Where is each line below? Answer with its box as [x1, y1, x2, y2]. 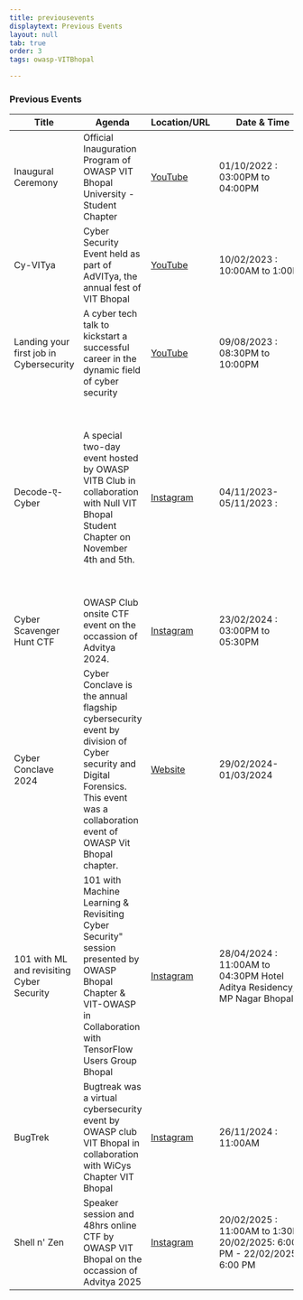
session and [82, 1208, 134, 1221]
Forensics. [82, 780, 128, 793]
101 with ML [14, 953, 68, 966]
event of [82, 825, 119, 838]
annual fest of [82, 282, 142, 294]
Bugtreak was [82, 1081, 142, 1093]
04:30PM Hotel [219, 970, 284, 982]
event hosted [82, 452, 139, 465]
